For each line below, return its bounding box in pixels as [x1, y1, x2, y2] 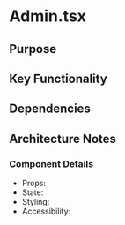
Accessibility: [21, 206, 71, 217]
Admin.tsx [9, 6, 86, 26]
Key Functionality [9, 71, 107, 86]
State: [21, 187, 44, 198]
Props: [21, 178, 47, 189]
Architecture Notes [9, 131, 117, 146]
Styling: [21, 197, 50, 207]
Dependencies [9, 101, 91, 116]
